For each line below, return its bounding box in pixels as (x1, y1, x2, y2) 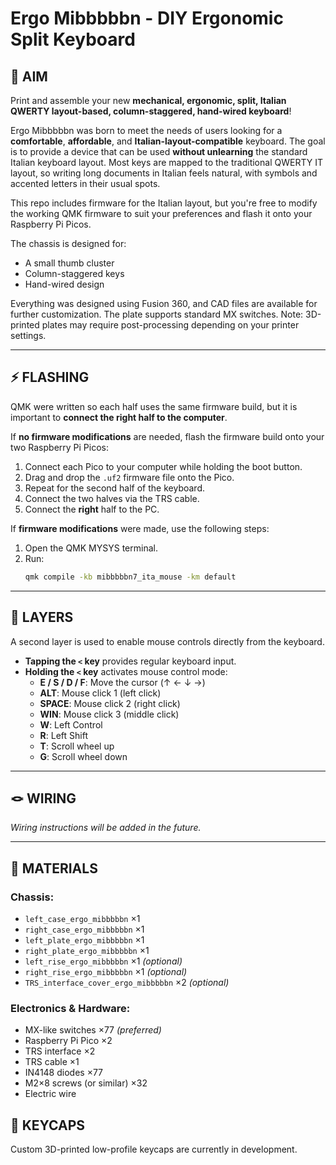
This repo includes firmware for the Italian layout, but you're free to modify (10, 197, 318, 209)
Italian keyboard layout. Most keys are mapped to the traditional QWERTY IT (10, 157, 323, 168)
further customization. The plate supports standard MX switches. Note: (10, 308, 304, 320)
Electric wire (24, 1088, 77, 1100)
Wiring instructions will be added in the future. (10, 822, 202, 834)
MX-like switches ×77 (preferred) (24, 1024, 162, 1036)
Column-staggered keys (24, 268, 125, 279)
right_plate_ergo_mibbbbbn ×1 (24, 945, 150, 956)
